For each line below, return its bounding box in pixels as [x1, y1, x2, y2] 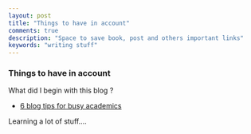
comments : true [8, 26, 59, 34]
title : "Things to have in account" [8, 19, 130, 27]
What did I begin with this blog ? [8, 85, 114, 96]
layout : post [8, 11, 52, 20]
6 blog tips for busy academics [19, 101, 122, 111]
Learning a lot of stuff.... [8, 116, 88, 126]
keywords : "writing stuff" [8, 41, 98, 49]
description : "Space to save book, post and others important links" [8, 33, 245, 42]
